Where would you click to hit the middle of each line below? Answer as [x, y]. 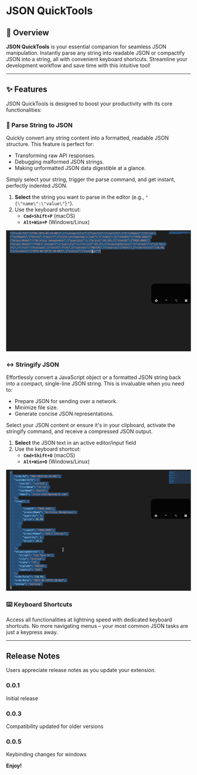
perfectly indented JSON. [37, 186]
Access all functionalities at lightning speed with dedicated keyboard [89, 620]
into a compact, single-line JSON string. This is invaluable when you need [95, 384]
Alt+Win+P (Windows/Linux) [56, 222]
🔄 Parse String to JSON [40, 125]
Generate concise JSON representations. [64, 414]
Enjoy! [14, 766]
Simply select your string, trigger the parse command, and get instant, [91, 179]
